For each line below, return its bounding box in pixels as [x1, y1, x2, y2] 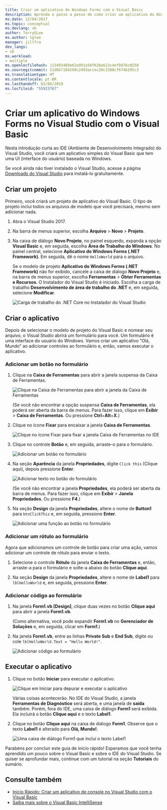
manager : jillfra [5, 40, 41, 45]
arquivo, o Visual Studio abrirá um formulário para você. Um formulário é [5, 332, 154, 339]
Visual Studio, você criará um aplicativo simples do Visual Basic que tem [5, 150, 154, 156]
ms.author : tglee [5, 35, 41, 40]
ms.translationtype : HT [5, 72, 55, 77]
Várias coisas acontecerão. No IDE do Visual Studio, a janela [12, 695, 136, 701]
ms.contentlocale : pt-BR [5, 77, 57, 82]
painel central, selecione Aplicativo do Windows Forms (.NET [12, 249, 140, 255]
